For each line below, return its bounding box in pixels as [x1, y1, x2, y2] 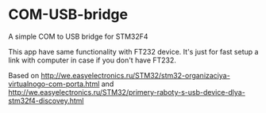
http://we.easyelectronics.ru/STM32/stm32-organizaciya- [40, 70, 230, 80]
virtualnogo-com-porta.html [8, 79, 100, 89]
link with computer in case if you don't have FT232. [8, 55, 177, 65]
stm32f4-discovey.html [8, 96, 84, 105]
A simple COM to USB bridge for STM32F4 [8, 32, 148, 41]
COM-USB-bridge [8, 6, 129, 24]
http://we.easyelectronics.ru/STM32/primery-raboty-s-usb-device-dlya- [8, 87, 246, 96]
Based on [8, 70, 40, 80]
